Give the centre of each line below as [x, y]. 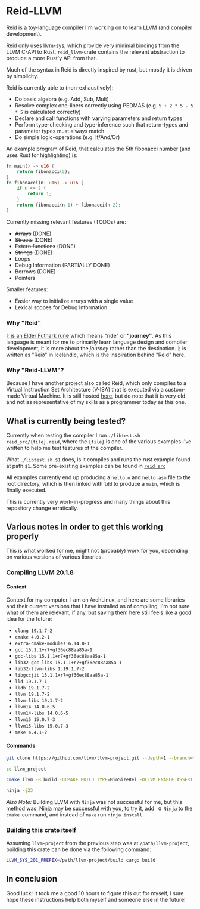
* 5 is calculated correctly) [48, 112]
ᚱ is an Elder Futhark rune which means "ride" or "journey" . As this [89, 336]
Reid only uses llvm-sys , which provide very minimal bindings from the [93, 45]
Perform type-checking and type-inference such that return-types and [101, 124]
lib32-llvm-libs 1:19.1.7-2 [49, 669]
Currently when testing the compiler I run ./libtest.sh [73, 435]
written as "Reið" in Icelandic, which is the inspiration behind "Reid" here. [96, 355]
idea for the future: [29, 619]
